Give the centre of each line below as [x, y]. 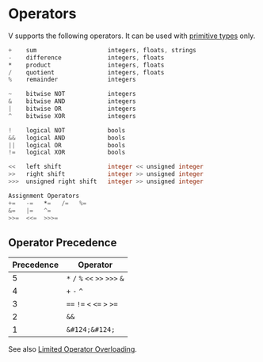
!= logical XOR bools [67, 152]
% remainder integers [72, 80]
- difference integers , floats [86, 57]
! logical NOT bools [67, 130]
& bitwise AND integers [72, 101]
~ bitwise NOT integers [72, 94]
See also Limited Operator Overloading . [72, 349]
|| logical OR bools [67, 145]
